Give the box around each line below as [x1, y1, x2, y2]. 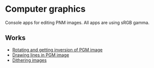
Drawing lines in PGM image [12, 52, 69, 58]
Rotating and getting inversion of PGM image [12, 46, 103, 52]
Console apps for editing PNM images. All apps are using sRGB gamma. [5, 20, 150, 25]
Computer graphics [5, 3, 86, 15]
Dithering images [12, 57, 47, 63]
